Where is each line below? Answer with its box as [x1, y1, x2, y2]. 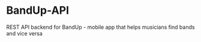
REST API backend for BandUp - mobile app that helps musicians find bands [6, 23, 195, 31]
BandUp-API [6, 4, 70, 17]
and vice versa [6, 29, 43, 37]
